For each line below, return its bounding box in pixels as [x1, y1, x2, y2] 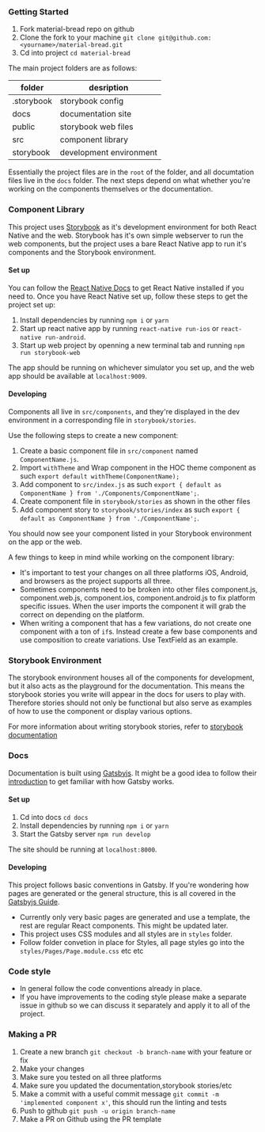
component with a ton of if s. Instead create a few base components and [19, 627, 258, 636]
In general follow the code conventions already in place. [19, 984, 203, 993]
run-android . [44, 332, 86, 341]
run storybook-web [19, 349, 81, 356]
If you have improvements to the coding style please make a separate [19, 993, 247, 1002]
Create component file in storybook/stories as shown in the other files [19, 497, 251, 505]
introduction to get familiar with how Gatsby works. [8, 776, 175, 786]
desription [89, 82, 129, 93]
